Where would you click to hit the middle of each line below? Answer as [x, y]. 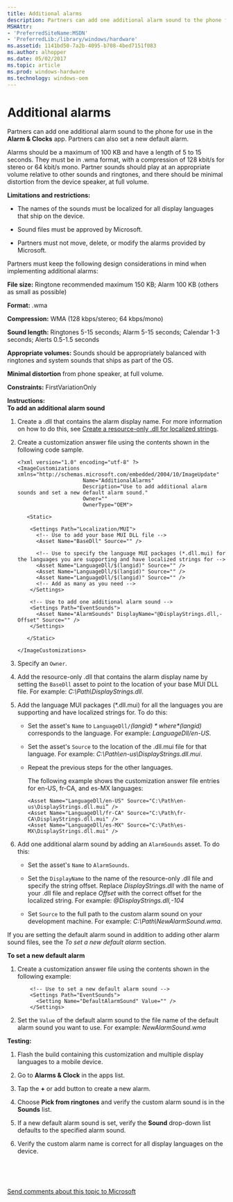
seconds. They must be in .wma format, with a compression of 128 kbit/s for [116, 160]
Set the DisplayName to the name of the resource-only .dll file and [120, 879]
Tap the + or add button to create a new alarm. [84, 1089]
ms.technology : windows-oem [48, 78]
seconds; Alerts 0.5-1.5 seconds [53, 340]
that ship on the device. [51, 216]
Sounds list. [34, 1110]
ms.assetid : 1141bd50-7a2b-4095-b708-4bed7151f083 [82, 46]
